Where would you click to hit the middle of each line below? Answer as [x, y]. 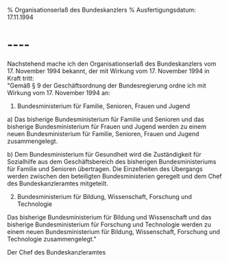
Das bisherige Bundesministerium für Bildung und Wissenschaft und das [109, 217]
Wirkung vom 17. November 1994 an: [59, 92]
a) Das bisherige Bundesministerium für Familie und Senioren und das [106, 119]
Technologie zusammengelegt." [52, 239]
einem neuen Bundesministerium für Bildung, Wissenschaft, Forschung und [114, 231]
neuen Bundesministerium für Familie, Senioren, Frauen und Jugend [103, 133]
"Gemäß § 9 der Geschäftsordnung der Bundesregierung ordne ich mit [107, 86]
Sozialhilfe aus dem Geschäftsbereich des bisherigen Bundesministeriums [112, 161]
